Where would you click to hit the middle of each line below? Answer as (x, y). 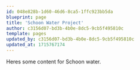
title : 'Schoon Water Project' (45, 23)
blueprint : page (26, 17)
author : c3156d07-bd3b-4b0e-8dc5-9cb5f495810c (65, 28)
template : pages (26, 34)
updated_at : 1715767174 (36, 45)
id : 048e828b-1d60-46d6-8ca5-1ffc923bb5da (60, 12)
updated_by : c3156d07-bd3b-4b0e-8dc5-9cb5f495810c (70, 39)
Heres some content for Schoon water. (54, 61)
